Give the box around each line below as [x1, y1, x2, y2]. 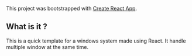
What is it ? [6, 22, 48, 32]
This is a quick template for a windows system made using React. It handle [6, 37, 186, 44]
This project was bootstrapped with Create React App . [6, 5, 138, 12]
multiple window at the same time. [6, 43, 89, 50]
